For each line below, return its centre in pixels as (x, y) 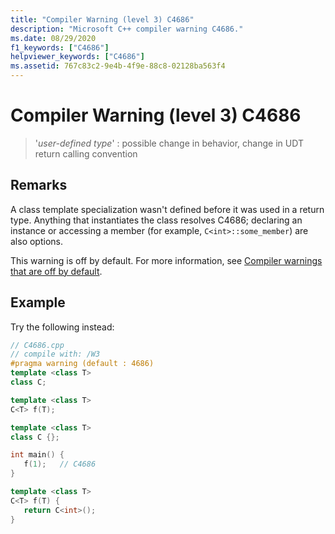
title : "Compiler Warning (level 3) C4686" (102, 19)
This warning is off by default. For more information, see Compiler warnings (166, 260)
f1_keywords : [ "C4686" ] (60, 47)
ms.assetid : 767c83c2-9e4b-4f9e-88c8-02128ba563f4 (118, 66)
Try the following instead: (62, 327)
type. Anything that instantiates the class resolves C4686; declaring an (156, 220)
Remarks (39, 185)
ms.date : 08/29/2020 (53, 38)
